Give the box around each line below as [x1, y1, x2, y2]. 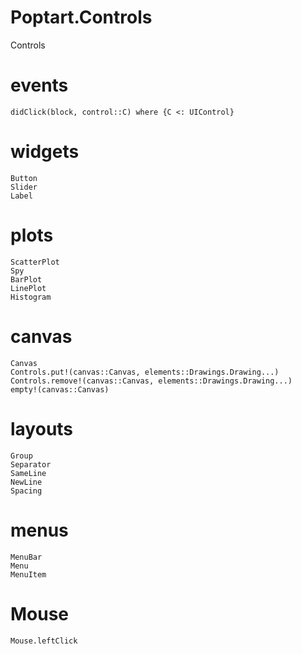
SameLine [10, 468, 47, 478]
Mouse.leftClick [10, 636, 78, 646]
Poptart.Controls [10, 6, 153, 29]
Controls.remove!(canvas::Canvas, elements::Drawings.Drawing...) [10, 376, 293, 386]
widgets [10, 141, 80, 163]
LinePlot [10, 283, 47, 293]
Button [10, 173, 38, 183]
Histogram [10, 292, 52, 302]
